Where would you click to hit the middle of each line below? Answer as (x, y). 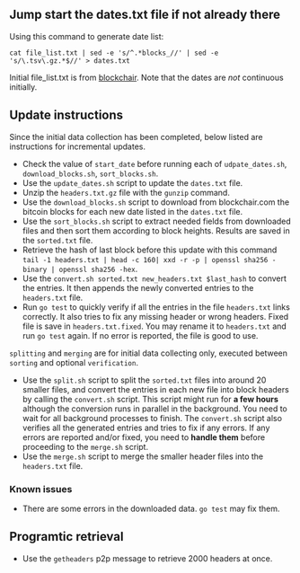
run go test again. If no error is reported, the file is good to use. (140, 335)
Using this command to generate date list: (87, 36)
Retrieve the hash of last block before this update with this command (150, 250)
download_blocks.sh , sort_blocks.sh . (90, 173)
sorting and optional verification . (74, 362)
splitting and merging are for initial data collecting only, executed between (149, 353)
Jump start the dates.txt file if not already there (145, 15)
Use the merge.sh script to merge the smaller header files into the (143, 456)
